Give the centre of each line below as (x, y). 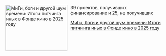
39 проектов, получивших (98, 8)
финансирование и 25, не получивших (112, 13)
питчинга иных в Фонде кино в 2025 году (115, 28)
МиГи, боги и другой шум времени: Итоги (116, 23)
